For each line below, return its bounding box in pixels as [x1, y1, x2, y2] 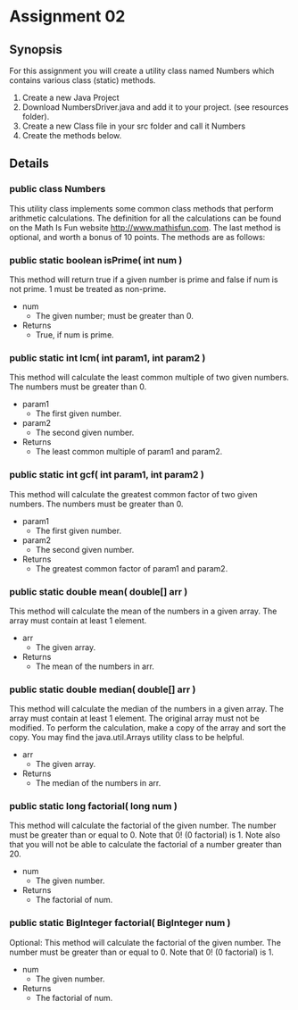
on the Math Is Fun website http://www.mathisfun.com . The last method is [9, 221, 281, 233]
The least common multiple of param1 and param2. [35, 447, 223, 457]
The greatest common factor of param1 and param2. [35, 563, 228, 573]
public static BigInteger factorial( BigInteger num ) [9, 917, 231, 930]
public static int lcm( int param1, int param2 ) [9, 351, 206, 363]
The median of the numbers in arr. [35, 778, 161, 789]
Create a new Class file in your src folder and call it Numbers [21, 121, 246, 131]
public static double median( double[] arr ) [9, 683, 196, 696]
